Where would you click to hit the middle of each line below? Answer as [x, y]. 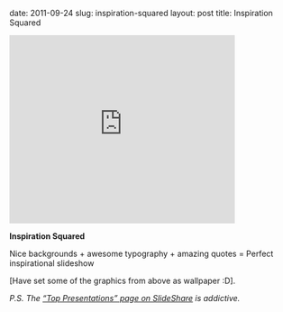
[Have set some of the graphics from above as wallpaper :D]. [123, 280]
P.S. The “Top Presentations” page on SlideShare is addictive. [125, 298]
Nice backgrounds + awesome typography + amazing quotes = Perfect [141, 253]
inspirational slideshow [52, 263]
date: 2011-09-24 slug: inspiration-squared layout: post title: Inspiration [141, 13]
